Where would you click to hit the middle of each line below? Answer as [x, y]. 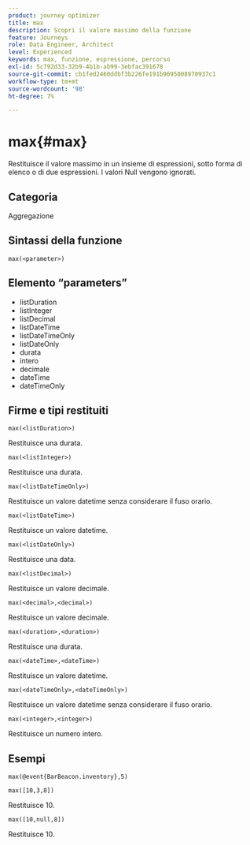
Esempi [27, 759]
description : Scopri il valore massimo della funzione [100, 30]
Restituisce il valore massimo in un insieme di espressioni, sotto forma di [125, 164]
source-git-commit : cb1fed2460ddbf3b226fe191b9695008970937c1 [112, 74]
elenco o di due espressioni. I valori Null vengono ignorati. [102, 172]
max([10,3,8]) [31, 791]
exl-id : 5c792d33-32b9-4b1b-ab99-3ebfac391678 [86, 67]
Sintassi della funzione [65, 241]
